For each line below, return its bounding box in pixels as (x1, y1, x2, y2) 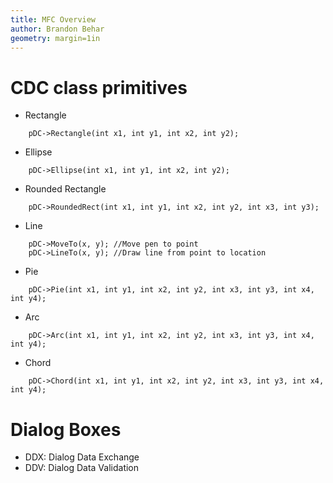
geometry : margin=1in (10, 33, 101, 43)
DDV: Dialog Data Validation (24, 462, 140, 474)
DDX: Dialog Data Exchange (24, 451, 140, 463)
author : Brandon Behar (10, 24, 105, 34)
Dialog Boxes (10, 418, 122, 441)
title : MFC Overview (10, 14, 97, 25)
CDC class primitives (10, 76, 188, 99)
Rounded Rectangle (24, 183, 107, 195)
